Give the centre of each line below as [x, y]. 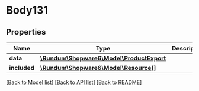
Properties [26, 32]
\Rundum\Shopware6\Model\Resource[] [98, 68]
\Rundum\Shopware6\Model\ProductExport [103, 58]
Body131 [27, 10]
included [22, 68]
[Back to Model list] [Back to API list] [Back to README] [74, 82]
